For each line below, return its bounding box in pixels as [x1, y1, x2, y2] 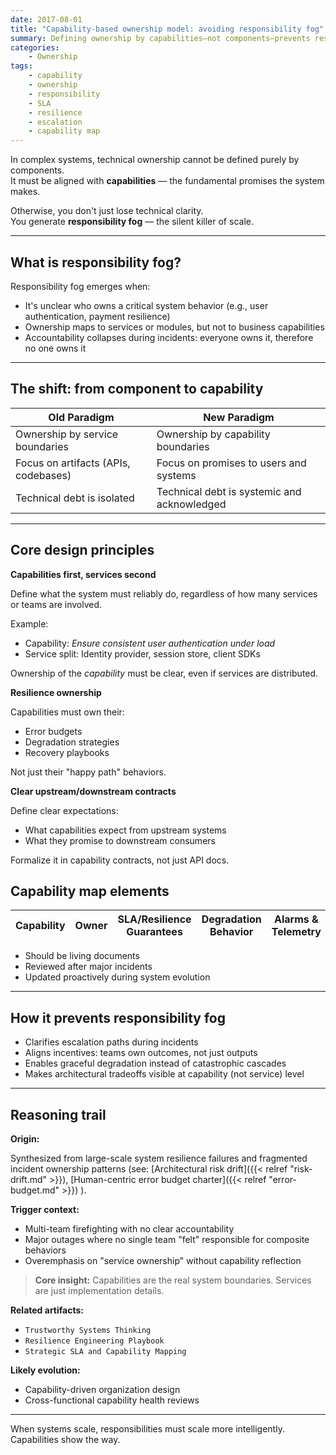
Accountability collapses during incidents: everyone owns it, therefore [24, 331, 314, 343]
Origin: [10, 1133, 40, 1145]
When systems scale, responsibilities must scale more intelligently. [10, 1423, 285, 1435]
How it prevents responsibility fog [10, 1009, 227, 1026]
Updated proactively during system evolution [24, 971, 211, 983]
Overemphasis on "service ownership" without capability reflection [24, 1255, 302, 1266]
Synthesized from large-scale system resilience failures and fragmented [10, 1152, 308, 1164]
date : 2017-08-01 [10, 14, 83, 25]
